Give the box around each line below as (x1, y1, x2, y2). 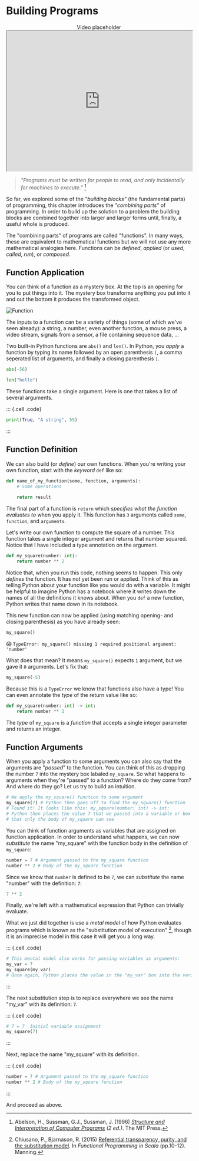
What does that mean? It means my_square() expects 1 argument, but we (6, 656, 183, 664)
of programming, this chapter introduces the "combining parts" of (6, 202, 166, 209)
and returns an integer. (6, 725, 62, 732)
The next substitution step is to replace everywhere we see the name (6, 994, 174, 1001)
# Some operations (16, 484, 62, 489)
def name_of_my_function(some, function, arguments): (6, 478, 141, 484)
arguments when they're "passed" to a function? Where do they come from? (6, 777, 192, 784)
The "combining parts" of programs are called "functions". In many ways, (6, 232, 184, 239)
